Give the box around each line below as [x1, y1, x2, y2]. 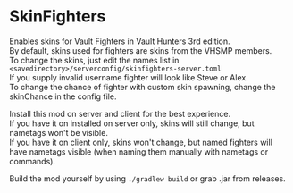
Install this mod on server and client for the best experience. [9, 108, 230, 119]
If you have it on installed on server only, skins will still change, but [9, 118, 255, 129]
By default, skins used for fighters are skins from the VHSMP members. [9, 45, 272, 55]
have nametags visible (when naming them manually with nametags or [9, 146, 269, 157]
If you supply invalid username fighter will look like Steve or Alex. [9, 71, 248, 82]
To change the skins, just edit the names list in [9, 55, 180, 65]
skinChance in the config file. [9, 91, 117, 102]
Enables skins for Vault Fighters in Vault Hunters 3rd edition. [9, 36, 230, 46]
